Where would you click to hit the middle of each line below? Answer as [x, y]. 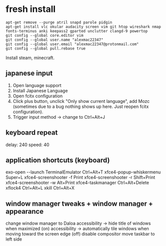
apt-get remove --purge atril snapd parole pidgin [59, 22]
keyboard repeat [32, 133]
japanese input [29, 73]
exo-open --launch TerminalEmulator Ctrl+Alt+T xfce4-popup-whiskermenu [83, 172]
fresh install [31, 9]
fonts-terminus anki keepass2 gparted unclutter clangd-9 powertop [77, 31]
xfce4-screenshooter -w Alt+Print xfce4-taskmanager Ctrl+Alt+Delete [77, 183]
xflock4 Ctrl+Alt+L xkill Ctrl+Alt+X [40, 188]
